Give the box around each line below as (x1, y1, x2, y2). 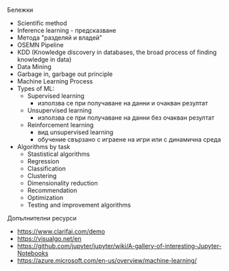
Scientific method (16, 19, 67, 27)
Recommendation (27, 186, 77, 194)
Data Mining (16, 63, 51, 70)
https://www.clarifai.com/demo (16, 227, 106, 235)
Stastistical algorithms (27, 150, 91, 158)
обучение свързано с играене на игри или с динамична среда (37, 135, 221, 143)
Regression (27, 157, 60, 165)
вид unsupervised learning (37, 128, 114, 136)
